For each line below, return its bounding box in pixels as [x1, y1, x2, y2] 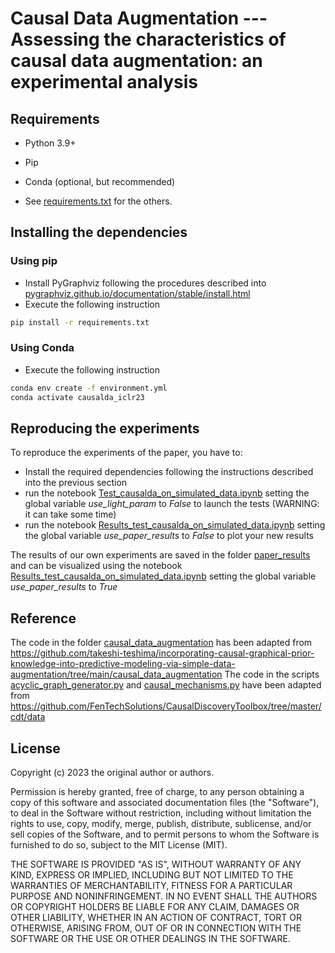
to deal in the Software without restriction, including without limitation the [10, 807, 312, 819]
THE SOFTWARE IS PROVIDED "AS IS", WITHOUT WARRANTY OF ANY [10, 858, 302, 871]
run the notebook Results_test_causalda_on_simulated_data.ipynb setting [24, 519, 326, 531]
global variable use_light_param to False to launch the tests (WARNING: [24, 498, 320, 510]
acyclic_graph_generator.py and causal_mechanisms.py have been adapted [10, 679, 322, 691]
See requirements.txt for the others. [24, 195, 173, 207]
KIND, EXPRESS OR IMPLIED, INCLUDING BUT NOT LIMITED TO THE [10, 869, 294, 881]
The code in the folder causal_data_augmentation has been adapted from [10, 637, 313, 649]
